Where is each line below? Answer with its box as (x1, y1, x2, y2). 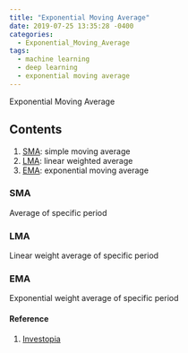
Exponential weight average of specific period (9, 293, 179, 304)
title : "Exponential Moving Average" (9, 13, 150, 22)
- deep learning (17, 64, 78, 73)
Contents (9, 122, 63, 137)
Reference (9, 314, 49, 324)
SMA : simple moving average (21, 145, 131, 157)
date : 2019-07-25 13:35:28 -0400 (9, 22, 134, 30)
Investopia (21, 333, 61, 344)
